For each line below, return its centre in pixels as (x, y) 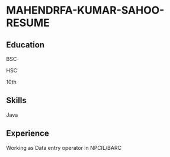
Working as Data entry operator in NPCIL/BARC (64, 148)
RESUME (28, 23)
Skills (16, 100)
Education (25, 45)
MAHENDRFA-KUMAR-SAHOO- (85, 10)
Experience (28, 134)
